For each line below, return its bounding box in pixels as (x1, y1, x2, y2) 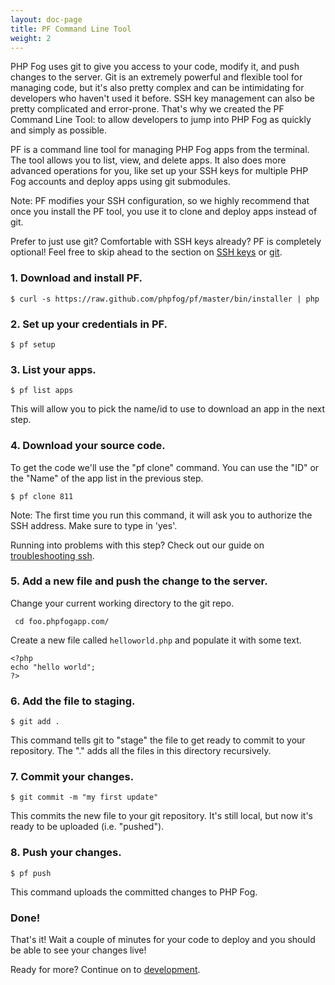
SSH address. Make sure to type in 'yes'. (10, 519, 178, 531)
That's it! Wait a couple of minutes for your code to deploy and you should (10, 934, 316, 946)
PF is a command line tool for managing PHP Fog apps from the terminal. (10, 144, 310, 156)
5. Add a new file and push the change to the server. (10, 574, 268, 588)
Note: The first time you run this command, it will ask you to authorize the (10, 509, 313, 521)
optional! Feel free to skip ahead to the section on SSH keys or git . (10, 246, 283, 258)
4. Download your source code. (10, 439, 166, 453)
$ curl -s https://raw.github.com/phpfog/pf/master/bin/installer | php (10, 294, 320, 304)
